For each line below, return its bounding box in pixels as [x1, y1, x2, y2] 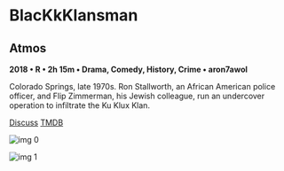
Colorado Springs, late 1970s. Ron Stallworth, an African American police [9, 82, 276, 91]
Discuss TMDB [9, 117, 64, 128]
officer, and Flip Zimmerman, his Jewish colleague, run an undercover [9, 90, 265, 101]
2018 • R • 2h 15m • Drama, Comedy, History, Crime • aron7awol [9, 64, 248, 74]
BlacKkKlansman [9, 5, 138, 26]
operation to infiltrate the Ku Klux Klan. [9, 100, 151, 111]
